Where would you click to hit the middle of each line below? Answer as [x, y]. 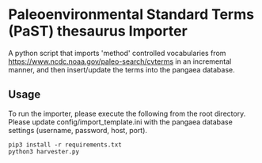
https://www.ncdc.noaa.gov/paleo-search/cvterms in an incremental [120, 61]
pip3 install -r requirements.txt [65, 144]
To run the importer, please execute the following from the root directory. [127, 113]
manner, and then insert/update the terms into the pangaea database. [122, 69]
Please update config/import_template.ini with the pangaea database [121, 122]
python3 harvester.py [44, 151]
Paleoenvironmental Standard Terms [131, 15]
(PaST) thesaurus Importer [98, 31]
